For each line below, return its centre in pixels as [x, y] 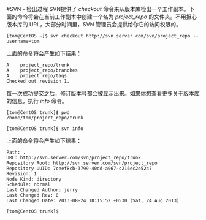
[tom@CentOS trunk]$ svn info [45, 129]
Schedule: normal [29, 184]
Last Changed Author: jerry [42, 190]
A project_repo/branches [42, 70]
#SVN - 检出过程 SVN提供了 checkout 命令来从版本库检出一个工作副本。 [98, 9]
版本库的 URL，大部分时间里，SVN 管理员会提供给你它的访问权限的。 [94, 24]
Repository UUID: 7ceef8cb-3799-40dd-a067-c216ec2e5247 [79, 169]
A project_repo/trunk [38, 65]
